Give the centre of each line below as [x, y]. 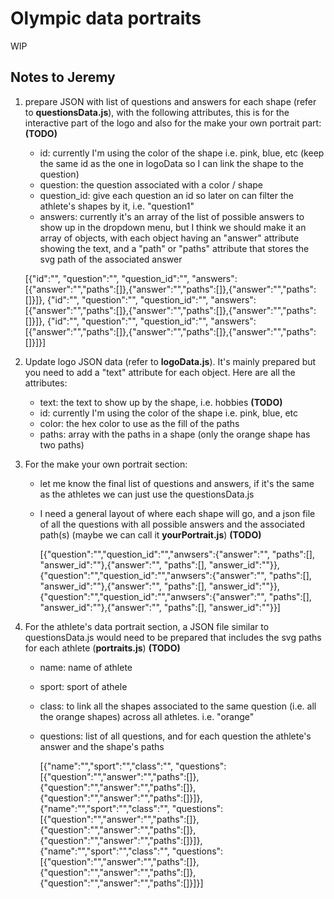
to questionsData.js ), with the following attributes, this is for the [157, 112]
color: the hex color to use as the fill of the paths [139, 423]
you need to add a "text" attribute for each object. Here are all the [160, 372]
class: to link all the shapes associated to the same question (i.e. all [178, 706]
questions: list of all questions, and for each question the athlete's [175, 736]
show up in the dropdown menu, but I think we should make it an [173, 227]
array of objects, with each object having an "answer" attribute [169, 238]
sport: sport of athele [83, 686]
